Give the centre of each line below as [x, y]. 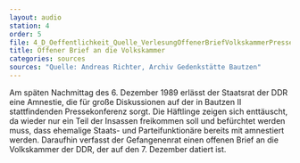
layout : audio [36, 17]
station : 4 [29, 26]
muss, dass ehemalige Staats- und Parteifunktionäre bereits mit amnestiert [147, 130]
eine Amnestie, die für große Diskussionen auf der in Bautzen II [125, 102]
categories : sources [48, 59]
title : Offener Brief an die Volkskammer [87, 51]
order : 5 [25, 34]
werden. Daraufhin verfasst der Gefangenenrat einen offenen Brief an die [144, 140]
